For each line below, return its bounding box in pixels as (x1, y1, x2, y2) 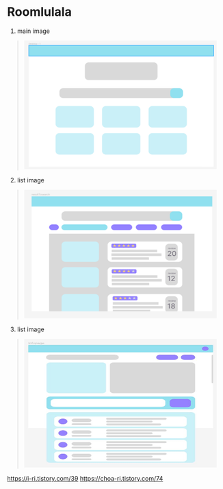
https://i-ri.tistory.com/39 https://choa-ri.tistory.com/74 (7, 474, 163, 482)
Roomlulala (7, 4, 72, 20)
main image (16, 27, 50, 35)
